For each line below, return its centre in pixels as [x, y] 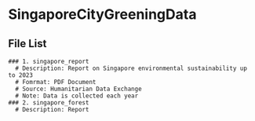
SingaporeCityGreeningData [102, 15]
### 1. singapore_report [49, 61]
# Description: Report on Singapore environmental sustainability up [131, 68]
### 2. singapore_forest [49, 103]
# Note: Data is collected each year [77, 96]
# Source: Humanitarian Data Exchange [79, 89]
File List [27, 44]
